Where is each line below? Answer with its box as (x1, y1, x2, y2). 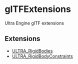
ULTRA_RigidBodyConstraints (11, 53, 73, 59)
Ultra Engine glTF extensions (4, 20, 64, 26)
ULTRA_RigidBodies (11, 47, 53, 53)
